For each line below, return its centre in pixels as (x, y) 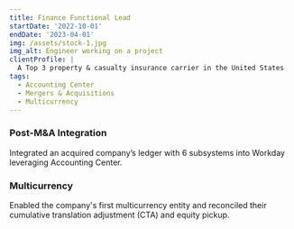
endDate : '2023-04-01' (52, 34)
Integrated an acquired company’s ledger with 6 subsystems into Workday (147, 152)
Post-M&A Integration (58, 133)
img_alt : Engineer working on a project (87, 51)
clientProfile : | (42, 60)
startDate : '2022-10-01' (56, 26)
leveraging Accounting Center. (66, 162)
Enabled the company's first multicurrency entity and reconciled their (138, 205)
